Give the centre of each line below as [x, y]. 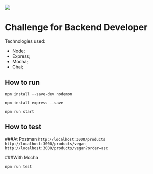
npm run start [20, 111]
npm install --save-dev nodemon [39, 94]
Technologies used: [25, 41]
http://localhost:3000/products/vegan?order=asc [57, 148]
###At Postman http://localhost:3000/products [55, 139]
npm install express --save [34, 103]
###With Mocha [22, 157]
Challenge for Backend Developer [76, 28]
